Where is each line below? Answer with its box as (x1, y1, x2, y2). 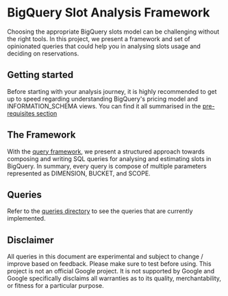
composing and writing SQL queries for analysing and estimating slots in (7, 154, 212, 162)
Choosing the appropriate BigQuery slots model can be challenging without (7, 27, 220, 36)
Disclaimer (7, 234, 54, 246)
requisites (7, 109, 36, 117)
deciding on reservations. (7, 49, 79, 58)
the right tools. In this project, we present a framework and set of (7, 34, 190, 42)
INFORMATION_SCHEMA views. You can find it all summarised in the (7, 101, 201, 110)
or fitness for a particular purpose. (7, 282, 104, 290)
